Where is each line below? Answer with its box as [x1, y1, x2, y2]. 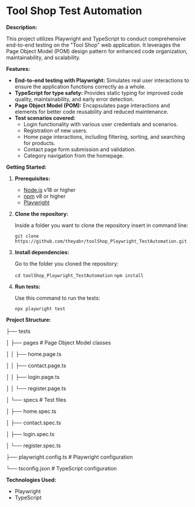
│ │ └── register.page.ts [6, 385, 66, 392]
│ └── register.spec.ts [6, 441, 61, 449]
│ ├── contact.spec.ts [6, 419, 61, 426]
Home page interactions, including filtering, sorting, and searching [23, 133, 185, 140]
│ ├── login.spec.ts [6, 430, 55, 437]
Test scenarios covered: [14, 114, 76, 122]
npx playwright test [14, 306, 66, 312]
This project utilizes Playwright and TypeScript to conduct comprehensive [6, 35, 186, 42]
